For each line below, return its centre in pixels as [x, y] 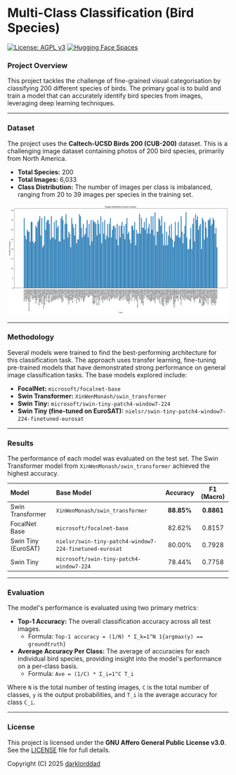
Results [20, 443]
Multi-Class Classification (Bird [101, 13]
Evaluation [26, 593]
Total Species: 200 [45, 172]
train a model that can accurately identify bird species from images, [105, 96]
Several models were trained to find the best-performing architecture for [112, 352]
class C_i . [21, 702]
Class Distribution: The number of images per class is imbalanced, [115, 187]
